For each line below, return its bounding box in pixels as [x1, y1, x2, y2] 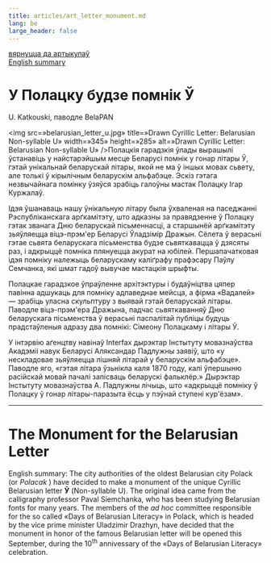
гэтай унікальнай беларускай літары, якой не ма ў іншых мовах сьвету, [8, 162, 256, 172]
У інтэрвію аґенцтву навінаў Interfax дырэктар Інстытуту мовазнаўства [8, 338, 253, 348]
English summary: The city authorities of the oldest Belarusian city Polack [8, 469, 253, 478]
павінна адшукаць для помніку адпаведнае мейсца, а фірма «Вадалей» [8, 288, 256, 298]
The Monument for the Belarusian [8, 425, 239, 444]
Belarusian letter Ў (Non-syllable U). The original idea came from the [8, 486, 236, 496]
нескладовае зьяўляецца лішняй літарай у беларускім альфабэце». [8, 355, 241, 365]
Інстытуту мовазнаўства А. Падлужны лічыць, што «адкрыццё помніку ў [8, 381, 258, 390]
